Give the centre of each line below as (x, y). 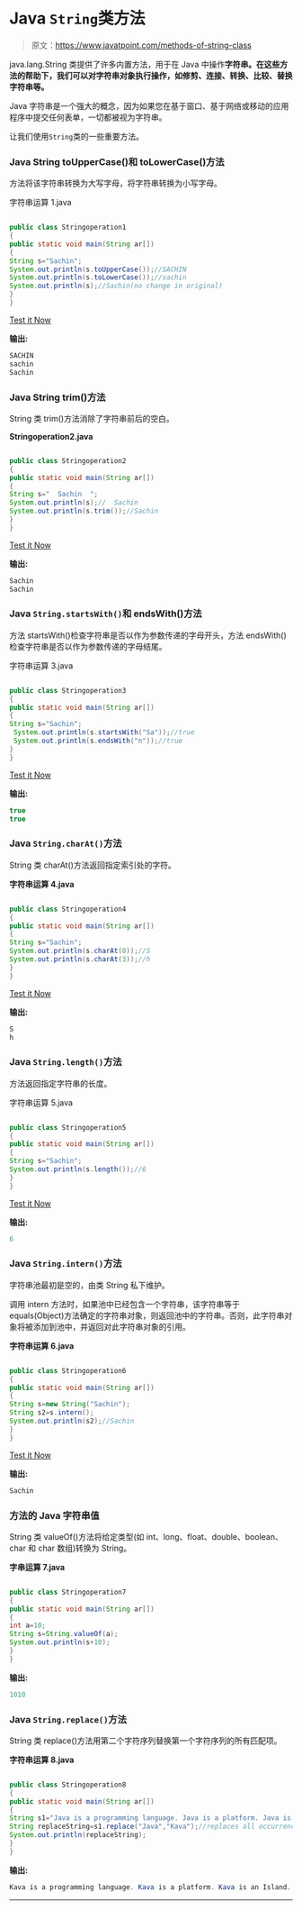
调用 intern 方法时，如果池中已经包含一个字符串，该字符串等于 (124, 1304)
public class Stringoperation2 (68, 460)
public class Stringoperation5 (68, 1127)
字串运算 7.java (37, 1567)
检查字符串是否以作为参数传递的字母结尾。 (88, 646)
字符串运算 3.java (41, 665)
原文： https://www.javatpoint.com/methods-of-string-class (141, 45)
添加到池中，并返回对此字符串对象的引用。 (111, 1326)
